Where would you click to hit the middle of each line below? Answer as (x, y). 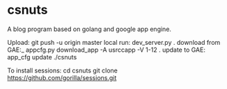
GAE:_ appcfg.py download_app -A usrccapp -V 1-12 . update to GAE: (106, 50)
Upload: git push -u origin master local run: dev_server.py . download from (114, 42)
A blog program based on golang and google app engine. (89, 29)
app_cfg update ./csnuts (42, 57)
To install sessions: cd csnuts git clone (63, 70)
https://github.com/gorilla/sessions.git (62, 77)
